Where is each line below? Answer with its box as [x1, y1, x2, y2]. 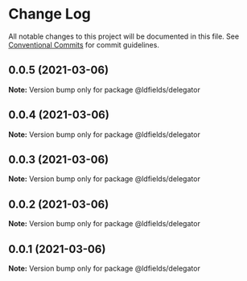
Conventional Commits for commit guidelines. [8, 39, 159, 49]
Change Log [8, 5, 91, 23]
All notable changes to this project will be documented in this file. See [8, 31, 240, 41]
